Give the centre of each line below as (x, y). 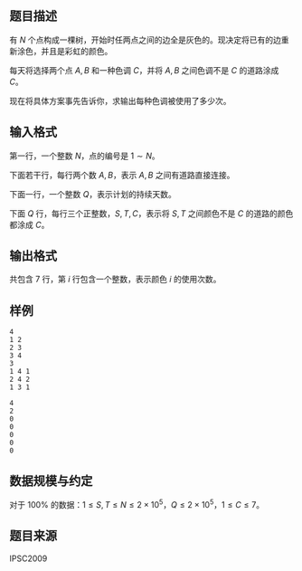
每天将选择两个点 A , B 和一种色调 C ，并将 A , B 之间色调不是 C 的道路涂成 (144, 70)
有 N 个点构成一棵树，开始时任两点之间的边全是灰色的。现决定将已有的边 (146, 40)
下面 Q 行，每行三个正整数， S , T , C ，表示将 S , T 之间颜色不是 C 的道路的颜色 (151, 213)
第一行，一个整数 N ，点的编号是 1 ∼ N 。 (85, 156)
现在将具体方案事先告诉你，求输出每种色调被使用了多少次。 (120, 100)
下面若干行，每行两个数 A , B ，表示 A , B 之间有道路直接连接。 (122, 175)
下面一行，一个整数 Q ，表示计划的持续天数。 (93, 194)
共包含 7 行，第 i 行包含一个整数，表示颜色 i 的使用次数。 (115, 280)
